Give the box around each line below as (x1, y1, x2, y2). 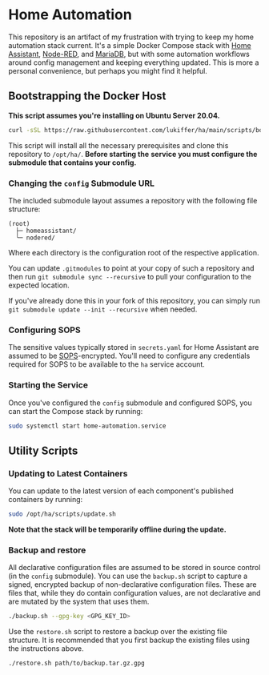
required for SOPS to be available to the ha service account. (8, 360, 206, 369)
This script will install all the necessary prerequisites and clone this (8, 140, 229, 150)
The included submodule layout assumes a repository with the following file (8, 195, 258, 205)
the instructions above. (8, 644, 84, 653)
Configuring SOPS (8, 324, 82, 335)
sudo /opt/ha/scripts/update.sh (8, 510, 116, 518)
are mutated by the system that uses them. (8, 597, 150, 606)
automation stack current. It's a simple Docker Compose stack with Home (8, 40, 251, 50)
